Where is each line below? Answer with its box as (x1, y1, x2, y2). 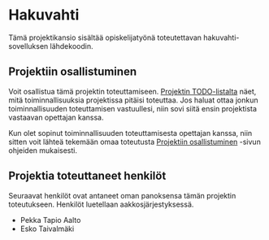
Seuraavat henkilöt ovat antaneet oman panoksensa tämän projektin (8, 190, 236, 200)
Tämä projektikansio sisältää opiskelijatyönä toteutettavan (8, 33, 202, 42)
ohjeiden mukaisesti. (8, 145, 77, 155)
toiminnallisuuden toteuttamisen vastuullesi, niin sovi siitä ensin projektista (8, 103, 258, 113)
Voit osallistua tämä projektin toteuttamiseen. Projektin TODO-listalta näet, (8, 86, 257, 96)
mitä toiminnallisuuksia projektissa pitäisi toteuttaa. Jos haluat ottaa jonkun (8, 95, 258, 105)
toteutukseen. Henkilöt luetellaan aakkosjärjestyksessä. (8, 199, 194, 209)
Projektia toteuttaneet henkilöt (8, 169, 167, 183)
